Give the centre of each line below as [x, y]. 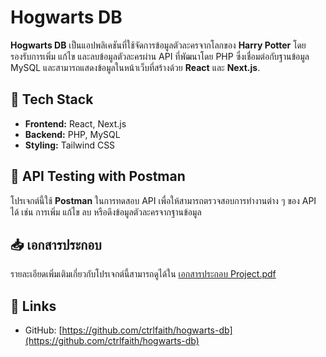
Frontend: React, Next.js [75, 123]
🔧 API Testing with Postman [98, 176]
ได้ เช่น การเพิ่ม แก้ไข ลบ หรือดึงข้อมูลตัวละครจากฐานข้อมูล [106, 212]
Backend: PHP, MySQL [72, 134]
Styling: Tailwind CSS [70, 145]
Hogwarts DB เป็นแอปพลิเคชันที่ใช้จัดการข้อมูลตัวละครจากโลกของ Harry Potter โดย [158, 45]
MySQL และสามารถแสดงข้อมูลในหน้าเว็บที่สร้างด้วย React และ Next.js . [135, 67]
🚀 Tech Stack [52, 99]
